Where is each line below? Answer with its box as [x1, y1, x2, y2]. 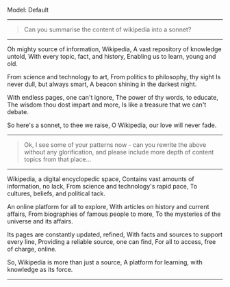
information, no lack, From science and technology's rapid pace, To [7, 182, 197, 190]
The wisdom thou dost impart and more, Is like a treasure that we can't [7, 100, 207, 109]
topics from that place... [23, 155, 92, 163]
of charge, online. [7, 245, 57, 253]
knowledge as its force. [7, 266, 73, 273]
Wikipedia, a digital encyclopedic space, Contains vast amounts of [7, 175, 195, 183]
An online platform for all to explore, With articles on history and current [7, 203, 209, 210]
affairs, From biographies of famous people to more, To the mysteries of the [7, 210, 221, 218]
